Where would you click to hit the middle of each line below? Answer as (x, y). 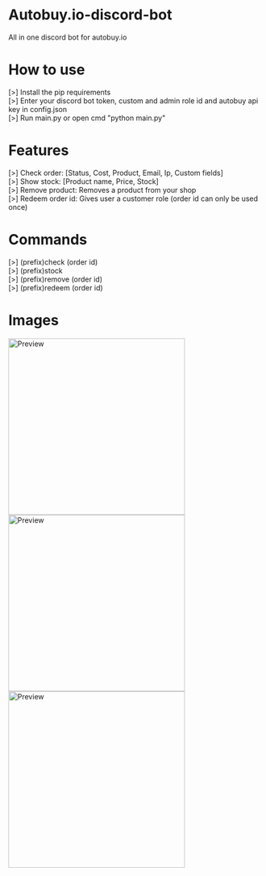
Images (33, 320)
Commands (48, 240)
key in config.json (37, 109)
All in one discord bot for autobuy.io (68, 37)
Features (39, 150)
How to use (47, 70)
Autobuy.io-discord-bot (90, 15)
